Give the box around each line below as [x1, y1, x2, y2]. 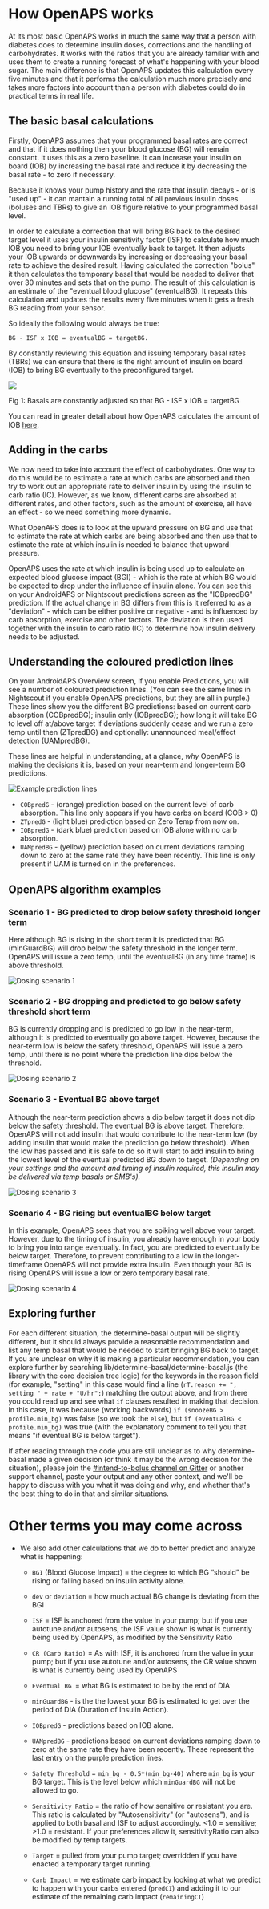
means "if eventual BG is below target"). [8, 1430, 141, 1440]
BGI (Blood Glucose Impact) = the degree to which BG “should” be [31, 1567, 250, 1577]
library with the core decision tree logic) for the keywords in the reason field [8, 1371, 259, 1380]
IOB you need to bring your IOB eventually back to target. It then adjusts [8, 243, 246, 253]
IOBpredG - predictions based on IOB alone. [31, 1720, 174, 1729]
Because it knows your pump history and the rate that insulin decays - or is [8, 185, 256, 195]
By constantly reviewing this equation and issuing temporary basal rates [8, 348, 247, 358]
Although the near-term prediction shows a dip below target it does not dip [8, 1112, 255, 1121]
